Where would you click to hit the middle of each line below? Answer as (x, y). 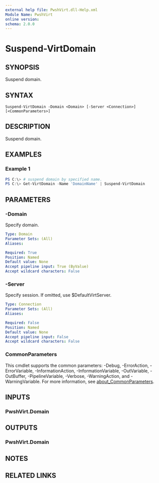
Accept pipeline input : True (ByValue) (47, 267)
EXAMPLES (23, 155)
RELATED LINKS (31, 475)
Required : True (21, 253)
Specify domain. (22, 225)
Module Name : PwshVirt (29, 15)
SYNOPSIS (22, 67)
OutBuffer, (16, 376)
